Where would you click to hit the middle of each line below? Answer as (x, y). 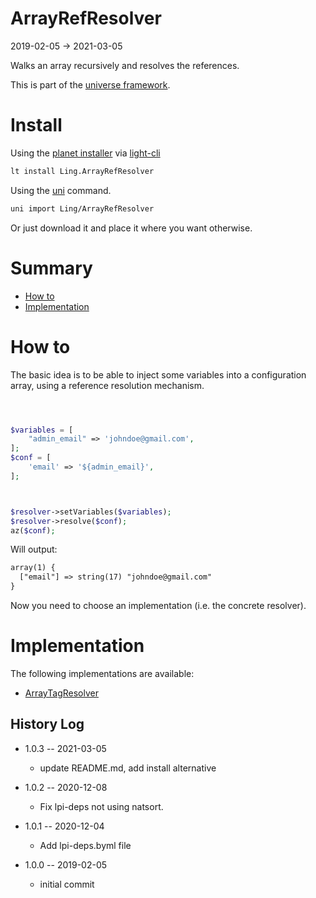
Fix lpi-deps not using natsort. (101, 806)
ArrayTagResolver (61, 693)
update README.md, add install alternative (128, 768)
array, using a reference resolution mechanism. (107, 385)
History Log (47, 724)
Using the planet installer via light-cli (85, 153)
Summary (51, 268)
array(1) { (33, 568)
